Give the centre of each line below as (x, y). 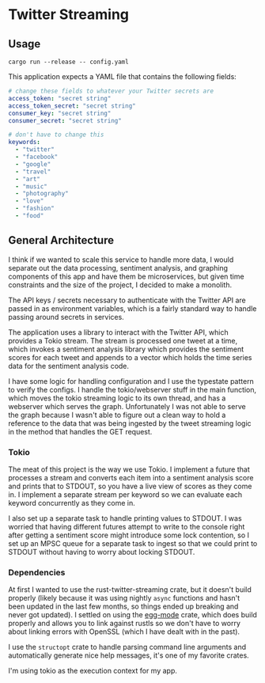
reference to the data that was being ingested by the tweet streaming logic (130, 423)
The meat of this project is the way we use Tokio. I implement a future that (129, 469)
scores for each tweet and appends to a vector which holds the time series (130, 357)
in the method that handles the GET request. (80, 431)
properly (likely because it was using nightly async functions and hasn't (124, 598)
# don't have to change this (56, 135)
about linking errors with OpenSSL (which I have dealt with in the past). (124, 632)
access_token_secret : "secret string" (72, 106)
